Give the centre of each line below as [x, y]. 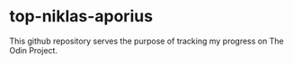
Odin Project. [34, 50]
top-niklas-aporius [81, 16]
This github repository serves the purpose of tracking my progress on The [147, 41]
